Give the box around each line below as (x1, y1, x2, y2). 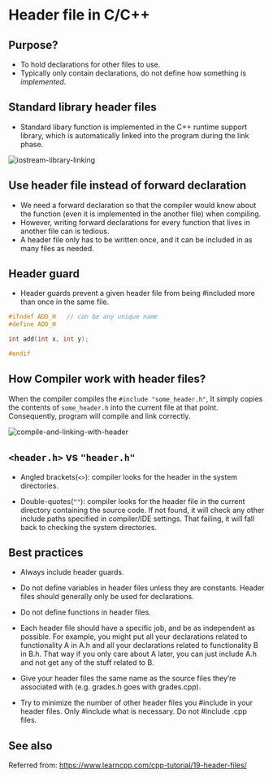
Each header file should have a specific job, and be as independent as (19, 624, 256, 633)
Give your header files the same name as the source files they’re (19, 673, 236, 684)
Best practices (8, 545, 84, 559)
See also (8, 738, 53, 753)
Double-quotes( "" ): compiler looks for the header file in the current (19, 496, 245, 506)
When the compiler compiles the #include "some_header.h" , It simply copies (8, 393, 263, 403)
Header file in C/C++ (8, 6, 150, 24)
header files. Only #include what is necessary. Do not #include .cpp (19, 706, 248, 716)
